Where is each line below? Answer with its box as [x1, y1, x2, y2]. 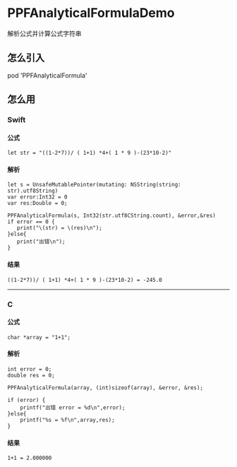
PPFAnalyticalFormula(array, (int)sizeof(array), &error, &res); [7, 384, 203, 391]
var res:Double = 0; [7, 200, 68, 207]
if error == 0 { [7, 218, 55, 225]
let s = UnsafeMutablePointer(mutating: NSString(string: [7, 182, 181, 189]
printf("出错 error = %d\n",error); [20, 404, 126, 411]
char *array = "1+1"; [7, 333, 71, 341]
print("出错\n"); [16, 238, 66, 245]
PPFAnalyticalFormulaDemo [7, 5, 175, 21]
